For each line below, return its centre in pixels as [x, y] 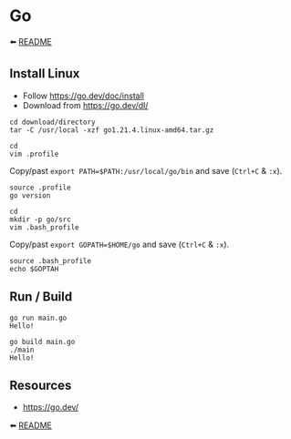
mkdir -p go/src [40, 219]
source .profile [40, 188]
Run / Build [41, 297]
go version [30, 195]
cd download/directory [52, 122]
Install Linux [45, 74]
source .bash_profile [51, 260]
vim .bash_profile [44, 227]
